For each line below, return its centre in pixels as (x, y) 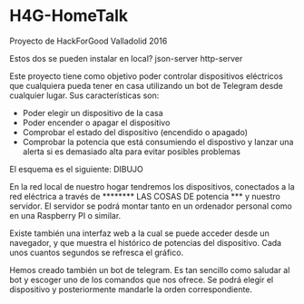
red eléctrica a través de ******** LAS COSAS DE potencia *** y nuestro (145, 196)
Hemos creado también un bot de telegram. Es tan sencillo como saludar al (150, 270)
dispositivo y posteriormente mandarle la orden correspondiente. (131, 289)
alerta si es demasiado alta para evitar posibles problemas (132, 152)
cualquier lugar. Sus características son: (84, 95)
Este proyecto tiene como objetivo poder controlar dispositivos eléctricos (146, 76)
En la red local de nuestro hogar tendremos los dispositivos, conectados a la (152, 186)
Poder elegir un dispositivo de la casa (93, 113)
